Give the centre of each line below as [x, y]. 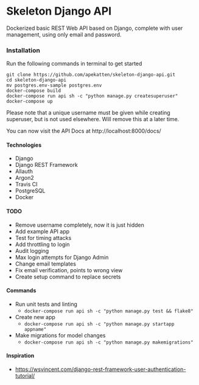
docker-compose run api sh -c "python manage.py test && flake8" [109, 311]
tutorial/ [25, 376]
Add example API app [42, 231]
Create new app [35, 317]
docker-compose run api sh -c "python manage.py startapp [99, 324]
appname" [35, 329]
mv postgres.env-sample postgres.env [54, 86]
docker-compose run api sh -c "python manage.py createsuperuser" [92, 96]
